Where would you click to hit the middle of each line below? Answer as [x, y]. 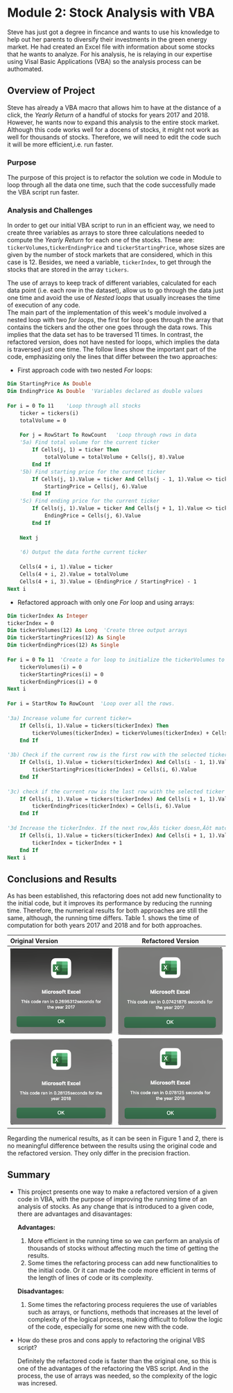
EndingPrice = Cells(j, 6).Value [92, 516]
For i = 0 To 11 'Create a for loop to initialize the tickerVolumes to [116, 660]
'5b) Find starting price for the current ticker [93, 472]
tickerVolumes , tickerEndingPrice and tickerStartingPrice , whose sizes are [116, 247]
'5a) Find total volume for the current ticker [89, 442]
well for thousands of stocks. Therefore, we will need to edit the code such [114, 137]
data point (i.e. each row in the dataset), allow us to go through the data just [115, 290]
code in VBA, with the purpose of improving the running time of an [112, 1199]
